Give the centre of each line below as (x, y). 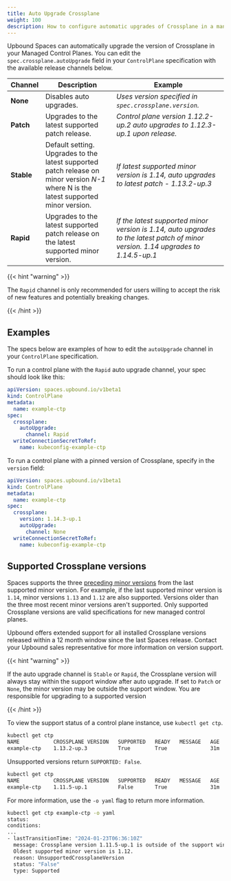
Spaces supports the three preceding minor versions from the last (100, 583)
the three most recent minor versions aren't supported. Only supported (108, 605)
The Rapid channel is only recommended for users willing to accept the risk (114, 290)
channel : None (46, 532)
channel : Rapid (47, 435)
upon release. (155, 134)
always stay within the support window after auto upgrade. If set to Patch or (114, 682)
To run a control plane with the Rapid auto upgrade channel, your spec (107, 370)
